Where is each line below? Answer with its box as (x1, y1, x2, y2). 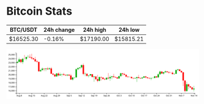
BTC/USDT (10, 26, 38, 34)
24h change (43, 26, 75, 34)
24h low (118, 26, 140, 34)
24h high (82, 26, 107, 34)
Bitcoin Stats (6, 4, 73, 18)
